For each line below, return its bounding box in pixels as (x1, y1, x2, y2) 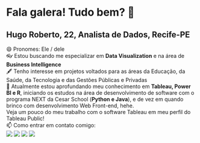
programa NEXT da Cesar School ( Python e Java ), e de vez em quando (6, 96, 184, 103)
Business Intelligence (6, 61, 61, 68)
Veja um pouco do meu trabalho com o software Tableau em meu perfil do (6, 109, 191, 115)
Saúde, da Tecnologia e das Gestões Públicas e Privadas (6, 77, 148, 83)
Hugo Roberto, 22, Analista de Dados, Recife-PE (6, 30, 190, 40)
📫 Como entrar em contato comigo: (6, 122, 96, 129)
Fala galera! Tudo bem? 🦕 (6, 5, 135, 19)
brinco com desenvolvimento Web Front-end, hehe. (6, 102, 134, 109)
